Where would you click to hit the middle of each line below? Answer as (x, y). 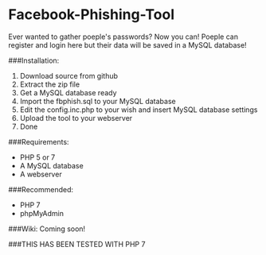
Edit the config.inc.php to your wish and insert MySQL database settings (139, 110)
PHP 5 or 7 (37, 157)
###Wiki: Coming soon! (47, 229)
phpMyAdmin (42, 213)
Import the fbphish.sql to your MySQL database (98, 101)
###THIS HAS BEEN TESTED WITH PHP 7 (77, 244)
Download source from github (68, 75)
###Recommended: (41, 189)
